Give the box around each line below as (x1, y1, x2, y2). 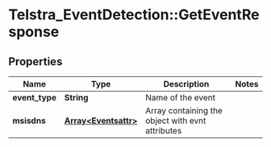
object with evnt (144, 115, 206, 126)
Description (163, 79, 210, 89)
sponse (8, 22, 60, 41)
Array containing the (144, 105, 223, 116)
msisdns (12, 115, 46, 126)
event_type (12, 92, 56, 103)
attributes (144, 125, 182, 136)
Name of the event (144, 92, 216, 103)
